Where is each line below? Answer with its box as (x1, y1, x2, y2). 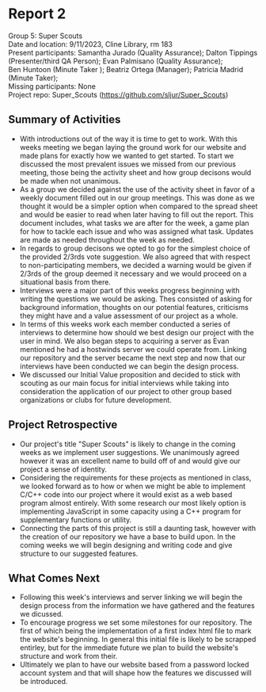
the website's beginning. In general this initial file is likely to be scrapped (19, 635, 256, 644)
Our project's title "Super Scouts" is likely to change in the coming (19, 439, 236, 449)
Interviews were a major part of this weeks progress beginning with (19, 285, 240, 295)
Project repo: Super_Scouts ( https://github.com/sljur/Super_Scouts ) (8, 90, 229, 99)
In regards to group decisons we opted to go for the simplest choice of (19, 243, 251, 253)
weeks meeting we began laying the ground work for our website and (19, 142, 247, 151)
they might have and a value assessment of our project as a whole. (19, 311, 238, 320)
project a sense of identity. (19, 465, 108, 474)
